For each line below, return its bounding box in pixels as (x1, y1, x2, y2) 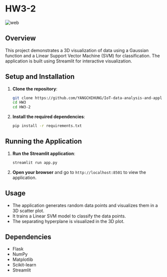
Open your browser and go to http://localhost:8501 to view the (12, 169, 146, 175)
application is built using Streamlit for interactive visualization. (5, 58, 132, 64)
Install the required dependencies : (12, 113, 86, 120)
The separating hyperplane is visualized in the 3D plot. (12, 218, 125, 224)
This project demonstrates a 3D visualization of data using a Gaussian (5, 47, 149, 53)
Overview (5, 34, 36, 42)
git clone (12, 95, 33, 100)
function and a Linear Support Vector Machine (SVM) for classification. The (5, 52, 161, 58)
